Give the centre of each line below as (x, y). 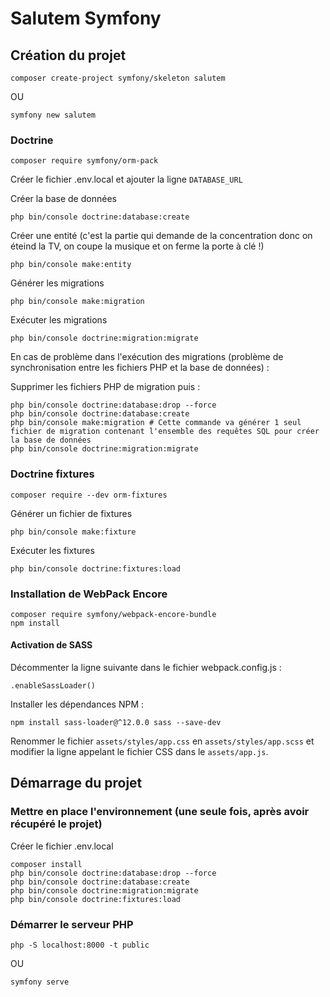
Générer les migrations (57, 283)
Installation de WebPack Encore (89, 594)
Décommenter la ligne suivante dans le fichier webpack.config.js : (146, 668)
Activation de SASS (51, 645)
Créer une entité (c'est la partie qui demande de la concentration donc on (161, 236)
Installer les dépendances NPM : (77, 704)
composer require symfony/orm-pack (84, 161)
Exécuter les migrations (59, 320)
